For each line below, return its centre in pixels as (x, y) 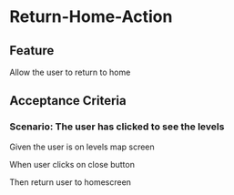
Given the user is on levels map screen (82, 147)
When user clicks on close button (72, 164)
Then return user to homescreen (71, 182)
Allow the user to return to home (70, 72)
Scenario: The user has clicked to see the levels (117, 127)
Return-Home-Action (91, 17)
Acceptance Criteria (68, 101)
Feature (32, 51)
